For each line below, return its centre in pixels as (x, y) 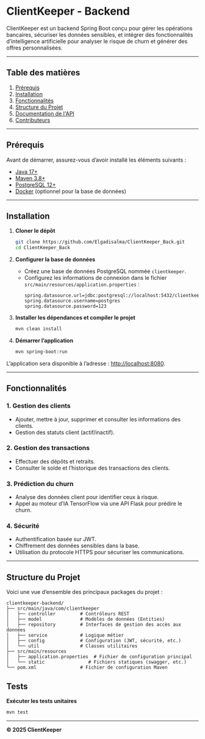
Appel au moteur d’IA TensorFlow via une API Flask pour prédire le (99, 504)
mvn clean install (38, 329)
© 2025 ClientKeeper (34, 729)
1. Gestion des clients (39, 406)
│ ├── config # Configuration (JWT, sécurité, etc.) (94, 641)
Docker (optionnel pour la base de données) (71, 191)
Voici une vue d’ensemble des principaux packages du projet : (85, 592)
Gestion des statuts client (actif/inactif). (65, 432)
